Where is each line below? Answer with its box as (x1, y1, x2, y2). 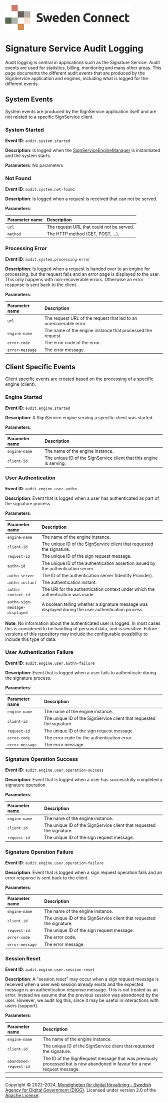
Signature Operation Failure (5, 848, 74, 855)
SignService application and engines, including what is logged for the (5, 75, 148, 81)
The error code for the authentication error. (44, 734, 133, 740)
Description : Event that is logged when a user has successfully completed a (5, 776, 162, 782)
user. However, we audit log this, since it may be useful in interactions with (5, 997, 159, 1003)
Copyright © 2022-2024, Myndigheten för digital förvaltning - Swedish (5, 1082, 151, 1088)
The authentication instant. (41, 579, 97, 585)
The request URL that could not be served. (46, 224, 134, 230)
